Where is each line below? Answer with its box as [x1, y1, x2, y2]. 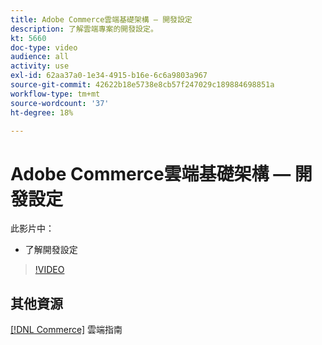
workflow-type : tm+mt [10, 89, 101, 99]
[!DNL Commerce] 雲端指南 [10, 324, 123, 336]
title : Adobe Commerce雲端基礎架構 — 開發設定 [10, 14, 193, 25]
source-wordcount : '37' [10, 98, 110, 108]
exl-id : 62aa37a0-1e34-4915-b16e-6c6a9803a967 [10, 71, 208, 81]
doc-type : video [10, 42, 78, 53]
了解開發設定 [24, 244, 78, 256]
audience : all [10, 52, 70, 62]
